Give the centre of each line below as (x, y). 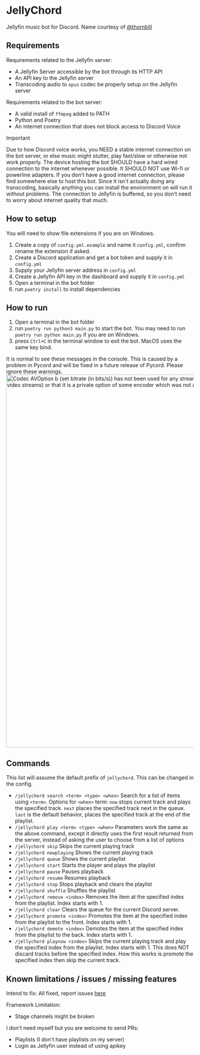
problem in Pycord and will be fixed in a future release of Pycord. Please (95, 365)
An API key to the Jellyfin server (54, 77)
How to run (27, 308)
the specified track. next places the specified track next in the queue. (100, 808)
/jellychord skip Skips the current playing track (75, 846)
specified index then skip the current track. (68, 960)
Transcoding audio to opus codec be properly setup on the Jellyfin (96, 84)
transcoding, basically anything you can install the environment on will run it (99, 187)
